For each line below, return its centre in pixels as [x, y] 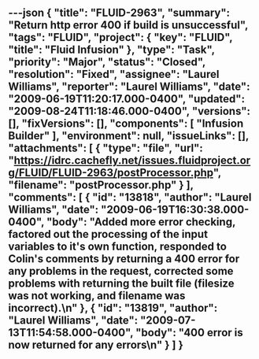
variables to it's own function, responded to [117, 247]
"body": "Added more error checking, [141, 222]
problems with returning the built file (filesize [121, 284]
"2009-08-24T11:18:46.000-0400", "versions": [129, 111]
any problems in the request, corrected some [121, 271]
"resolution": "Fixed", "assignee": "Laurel [114, 74]
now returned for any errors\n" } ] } [96, 345]
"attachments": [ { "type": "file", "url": [105, 148]
